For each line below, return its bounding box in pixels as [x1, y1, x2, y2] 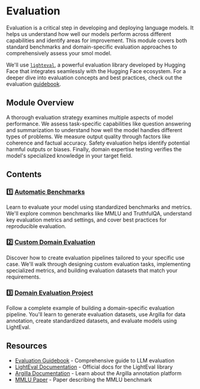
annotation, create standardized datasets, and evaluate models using [6, 317, 177, 325]
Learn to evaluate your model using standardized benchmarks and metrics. [6, 204, 192, 211]
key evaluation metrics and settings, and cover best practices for [6, 216, 167, 223]
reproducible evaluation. [6, 223, 67, 230]
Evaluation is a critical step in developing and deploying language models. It [6, 24, 194, 31]
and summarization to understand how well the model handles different [6, 126, 183, 133]
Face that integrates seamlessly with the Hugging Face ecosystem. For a [6, 67, 186, 74]
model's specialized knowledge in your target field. [6, 152, 133, 159]
